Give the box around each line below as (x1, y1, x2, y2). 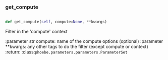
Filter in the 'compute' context (5, 29, 68, 35)
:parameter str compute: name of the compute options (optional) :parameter (5, 38, 163, 44)
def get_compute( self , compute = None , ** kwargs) (5, 19, 107, 25)
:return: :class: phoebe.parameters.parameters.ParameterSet (5, 49, 128, 55)
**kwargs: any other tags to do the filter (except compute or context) (5, 44, 148, 50)
